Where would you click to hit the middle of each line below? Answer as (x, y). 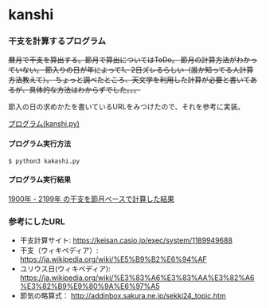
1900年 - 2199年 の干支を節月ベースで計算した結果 (92, 199)
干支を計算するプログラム (57, 41)
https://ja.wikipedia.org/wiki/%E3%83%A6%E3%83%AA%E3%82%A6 (137, 278)
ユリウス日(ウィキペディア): (65, 269)
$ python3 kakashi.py (44, 161)
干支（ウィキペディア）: (59, 251)
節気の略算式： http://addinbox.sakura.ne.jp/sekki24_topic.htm (123, 296)
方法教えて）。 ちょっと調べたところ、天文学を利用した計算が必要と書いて (129, 80)
